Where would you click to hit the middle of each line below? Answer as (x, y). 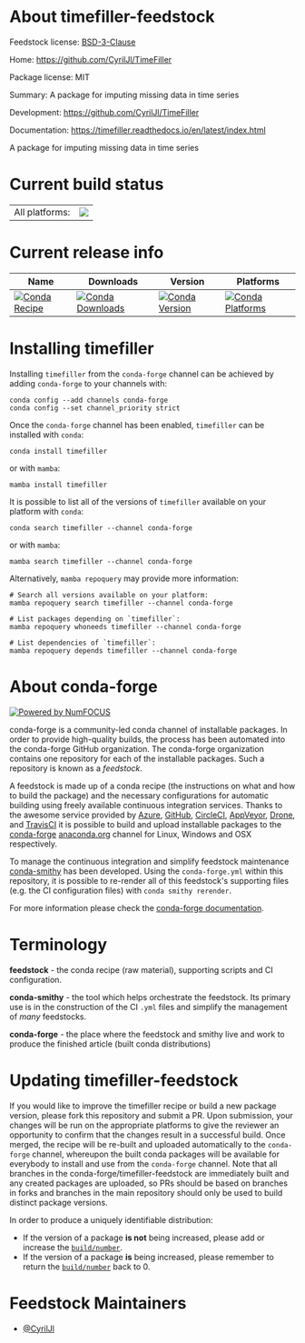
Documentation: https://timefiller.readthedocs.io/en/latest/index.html (138, 130)
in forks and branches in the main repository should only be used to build (146, 1192)
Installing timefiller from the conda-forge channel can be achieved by (142, 374)
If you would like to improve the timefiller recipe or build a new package (143, 1106)
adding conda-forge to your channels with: (89, 383)
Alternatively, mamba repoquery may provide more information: (124, 578)
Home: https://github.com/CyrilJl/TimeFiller (91, 59)
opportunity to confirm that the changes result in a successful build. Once (148, 1135)
